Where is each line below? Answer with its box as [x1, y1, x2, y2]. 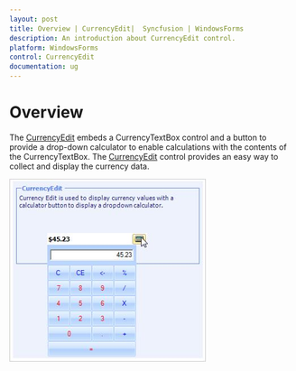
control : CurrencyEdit [9, 52, 95, 62]
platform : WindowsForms [9, 43, 99, 52]
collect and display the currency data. [9, 161, 150, 172]
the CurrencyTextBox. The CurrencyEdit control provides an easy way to [9, 151, 279, 162]
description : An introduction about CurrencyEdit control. [9, 33, 236, 42]
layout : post [9, 14, 59, 23]
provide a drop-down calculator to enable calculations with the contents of [9, 141, 287, 153]
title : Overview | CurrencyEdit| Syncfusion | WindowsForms [9, 23, 245, 33]
